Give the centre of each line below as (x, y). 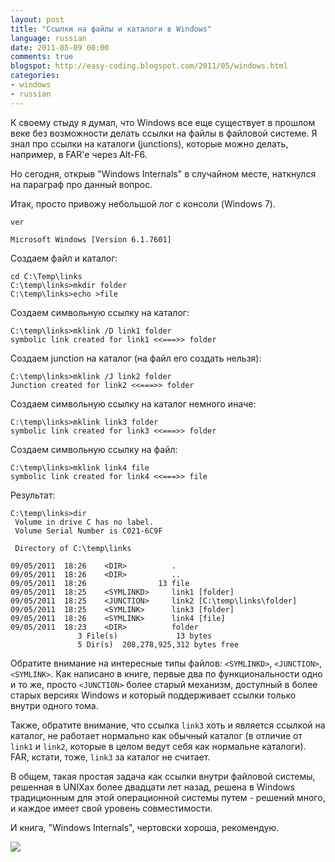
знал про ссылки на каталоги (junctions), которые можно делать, (149, 143)
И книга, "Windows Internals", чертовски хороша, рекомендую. (145, 827)
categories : (35, 76)
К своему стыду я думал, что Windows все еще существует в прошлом (163, 122)
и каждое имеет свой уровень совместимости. (111, 808)
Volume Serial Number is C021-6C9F (88, 531)
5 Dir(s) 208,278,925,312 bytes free (158, 644)
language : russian (48, 38)
